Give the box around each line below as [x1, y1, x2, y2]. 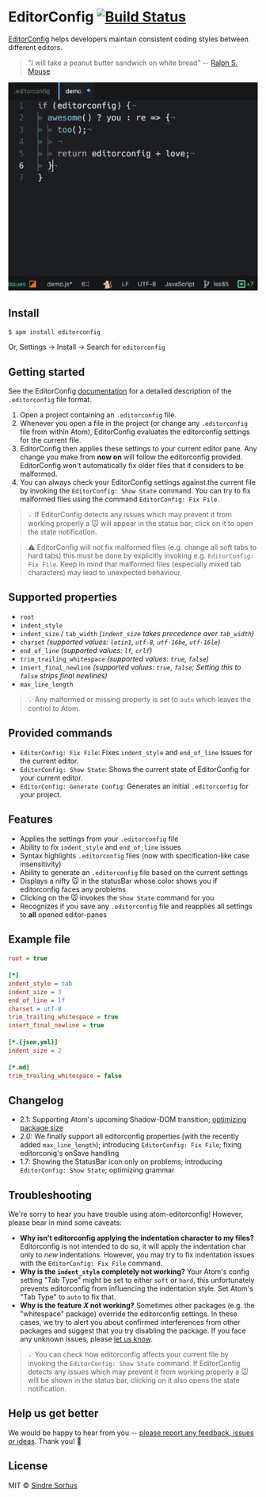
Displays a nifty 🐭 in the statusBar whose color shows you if [19, 876, 218, 885]
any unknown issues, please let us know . [19, 1334, 153, 1344]
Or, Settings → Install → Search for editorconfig [8, 342, 165, 352]
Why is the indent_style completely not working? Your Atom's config [19, 1267, 250, 1276]
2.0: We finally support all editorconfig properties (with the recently [19, 1131, 239, 1142]
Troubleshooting [8, 1188, 93, 1202]
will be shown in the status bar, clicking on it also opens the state [27, 1376, 240, 1385]
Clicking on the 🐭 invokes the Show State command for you [19, 892, 215, 902]
